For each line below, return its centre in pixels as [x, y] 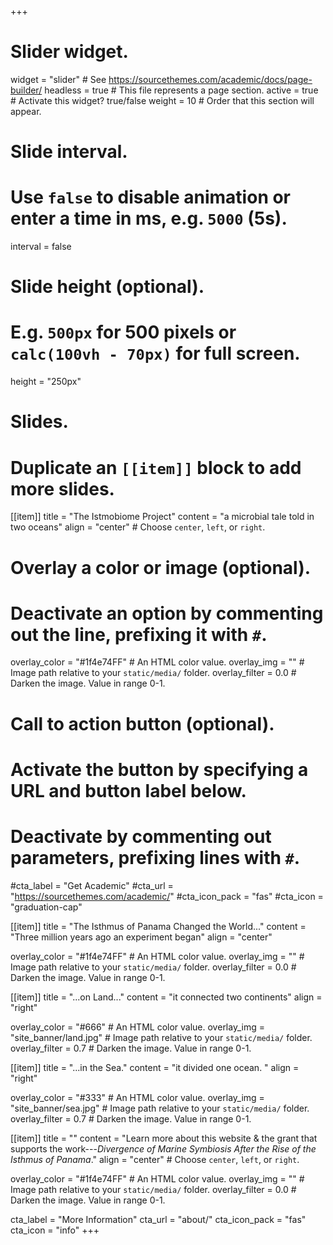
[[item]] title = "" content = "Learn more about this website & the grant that [164, 1138]
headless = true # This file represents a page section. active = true [181, 90]
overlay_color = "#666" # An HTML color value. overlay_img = [137, 1027]
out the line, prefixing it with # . [139, 634]
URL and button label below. [128, 790]
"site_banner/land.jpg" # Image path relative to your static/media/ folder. [161, 1037]
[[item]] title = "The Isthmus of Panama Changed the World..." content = [158, 926]
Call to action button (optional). [142, 723]
